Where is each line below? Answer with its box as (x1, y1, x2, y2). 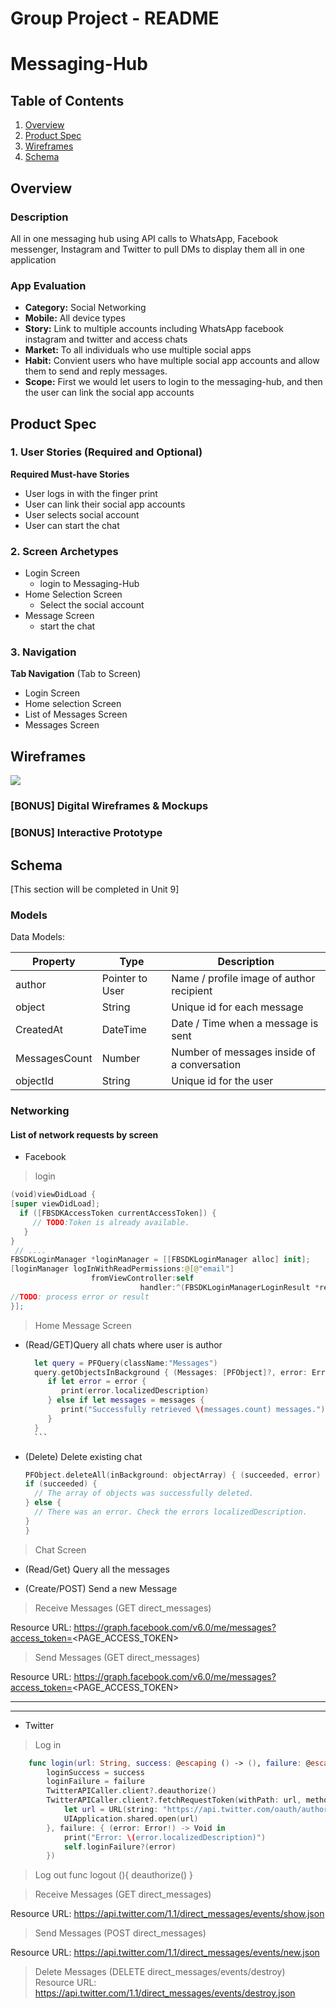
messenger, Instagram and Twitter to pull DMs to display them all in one (10, 243, 305, 255)
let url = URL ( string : (63, 1805, 159, 1815)
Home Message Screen (34, 1319, 132, 1331)
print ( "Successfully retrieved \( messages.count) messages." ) (61, 1405, 326, 1415)
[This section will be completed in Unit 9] (10, 883, 180, 895)
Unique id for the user (171, 1074, 274, 1088)
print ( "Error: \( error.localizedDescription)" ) (63, 1832, 267, 1842)
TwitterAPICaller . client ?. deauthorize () (46, 1786, 217, 1796)
